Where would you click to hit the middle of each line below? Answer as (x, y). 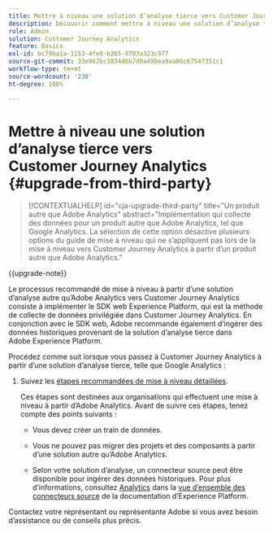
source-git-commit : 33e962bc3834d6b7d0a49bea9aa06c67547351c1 (116, 62)
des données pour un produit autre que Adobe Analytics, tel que (136, 223)
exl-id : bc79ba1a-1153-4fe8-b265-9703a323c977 (89, 54)
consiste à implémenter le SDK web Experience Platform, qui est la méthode (136, 307)
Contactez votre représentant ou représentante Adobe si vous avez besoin (133, 512)
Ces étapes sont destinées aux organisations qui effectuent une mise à (139, 397)
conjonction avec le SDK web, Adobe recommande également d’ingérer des (135, 324)
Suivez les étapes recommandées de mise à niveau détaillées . (124, 381)
